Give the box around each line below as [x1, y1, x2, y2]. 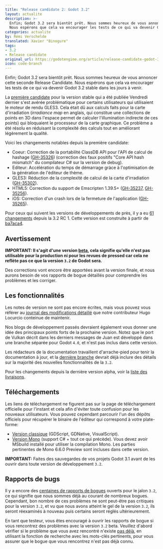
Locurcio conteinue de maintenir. [5, 315, 71, 320]
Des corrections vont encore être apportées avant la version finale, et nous [5, 267, 155, 273]
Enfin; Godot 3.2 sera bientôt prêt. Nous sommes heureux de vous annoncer [5, 75, 158, 81]
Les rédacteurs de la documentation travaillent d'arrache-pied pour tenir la [5, 349, 154, 355]
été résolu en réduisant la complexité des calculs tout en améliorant [5, 125, 140, 131]
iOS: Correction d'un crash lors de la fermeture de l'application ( [12, 196, 141, 201]
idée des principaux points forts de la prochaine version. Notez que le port [5, 329, 154, 335]
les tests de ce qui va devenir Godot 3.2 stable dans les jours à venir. [5, 85, 143, 91]
